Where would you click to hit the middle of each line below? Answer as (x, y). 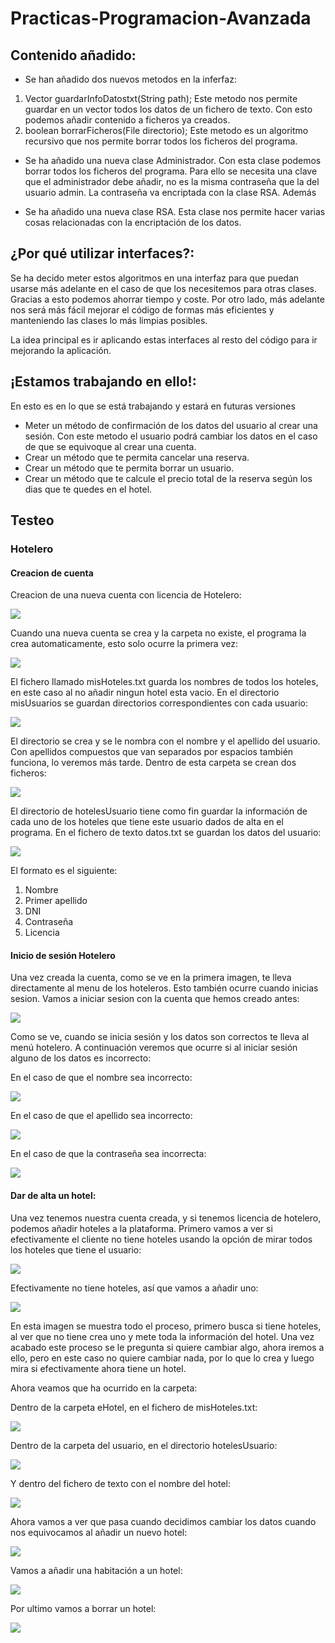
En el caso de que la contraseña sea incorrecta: (108, 1154)
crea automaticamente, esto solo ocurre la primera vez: (124, 644)
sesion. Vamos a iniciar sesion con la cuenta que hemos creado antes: (155, 999)
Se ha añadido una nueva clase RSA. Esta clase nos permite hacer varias (175, 211)
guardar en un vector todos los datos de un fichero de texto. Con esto (168, 109)
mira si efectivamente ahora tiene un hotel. (98, 1368)
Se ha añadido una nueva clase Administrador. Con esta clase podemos (173, 160)
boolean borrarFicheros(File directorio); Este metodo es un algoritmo (166, 130)
